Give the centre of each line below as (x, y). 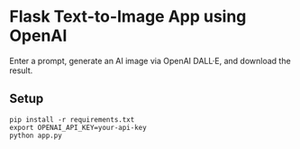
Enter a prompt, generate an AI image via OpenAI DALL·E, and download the (150, 61)
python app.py (36, 135)
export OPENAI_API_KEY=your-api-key (78, 127)
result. (21, 70)
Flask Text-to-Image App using (128, 17)
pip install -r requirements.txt (72, 119)
